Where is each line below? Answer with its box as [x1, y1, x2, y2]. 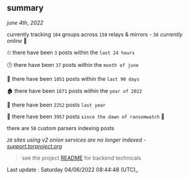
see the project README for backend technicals [21, 154, 141, 162]
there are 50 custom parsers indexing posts [7, 124, 115, 131]
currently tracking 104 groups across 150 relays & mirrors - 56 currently [7, 31, 183, 38]
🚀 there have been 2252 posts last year [7, 101, 106, 108]
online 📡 [7, 37, 27, 44]
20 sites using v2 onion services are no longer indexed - [7, 136, 146, 143]
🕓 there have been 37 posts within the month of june [7, 61, 139, 68]
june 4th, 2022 [7, 19, 44, 26]
